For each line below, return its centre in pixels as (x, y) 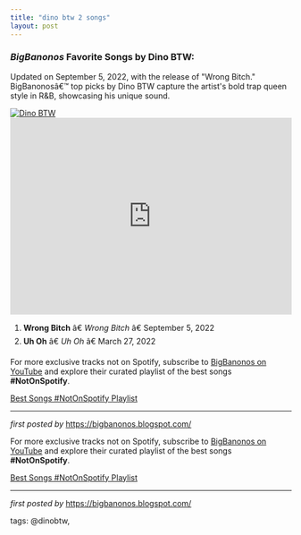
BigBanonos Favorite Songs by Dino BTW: (102, 57)
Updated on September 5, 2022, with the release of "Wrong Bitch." (133, 76)
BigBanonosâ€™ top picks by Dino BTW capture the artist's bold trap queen (149, 86)
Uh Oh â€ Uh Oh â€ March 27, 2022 (89, 341)
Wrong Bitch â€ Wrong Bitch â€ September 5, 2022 (119, 327)
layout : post (34, 26)
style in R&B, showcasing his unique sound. (90, 96)
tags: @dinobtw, (40, 521)
